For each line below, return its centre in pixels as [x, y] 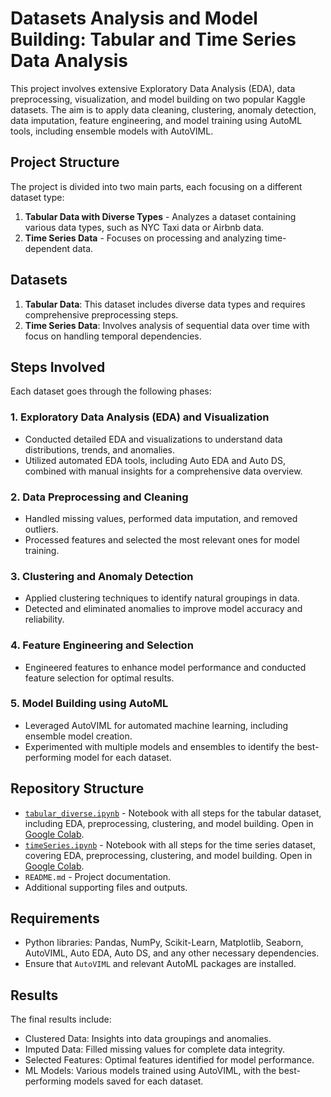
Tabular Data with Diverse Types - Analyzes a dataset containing [160, 216]
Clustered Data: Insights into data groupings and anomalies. [148, 1039]
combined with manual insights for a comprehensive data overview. [163, 471]
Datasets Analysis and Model [134, 18]
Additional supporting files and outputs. [106, 887]
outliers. [41, 529]
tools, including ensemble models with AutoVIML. [112, 131]
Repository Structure [77, 788]
